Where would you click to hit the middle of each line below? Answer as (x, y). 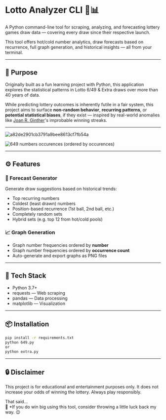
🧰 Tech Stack (26, 276)
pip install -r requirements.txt (40, 338)
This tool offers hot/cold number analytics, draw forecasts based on (74, 42)
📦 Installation (27, 324)
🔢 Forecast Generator (31, 178)
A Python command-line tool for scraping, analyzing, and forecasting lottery (83, 27)
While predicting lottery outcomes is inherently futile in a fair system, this (79, 104)
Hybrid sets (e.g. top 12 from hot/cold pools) (57, 219)
